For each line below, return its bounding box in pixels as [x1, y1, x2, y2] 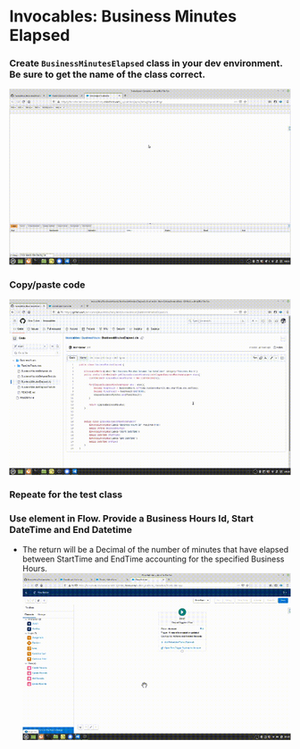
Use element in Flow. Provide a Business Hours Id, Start [9, 512, 254, 525]
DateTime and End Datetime [9, 524, 132, 537]
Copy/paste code [9, 279, 86, 291]
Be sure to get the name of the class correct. [9, 69, 205, 81]
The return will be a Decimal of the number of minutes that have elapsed [21, 544, 288, 554]
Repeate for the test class [9, 488, 123, 501]
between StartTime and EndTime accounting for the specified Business [21, 553, 285, 564]
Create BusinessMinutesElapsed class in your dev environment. [9, 57, 283, 70]
